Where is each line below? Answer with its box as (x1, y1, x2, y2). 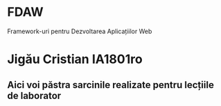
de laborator (7, 89, 62, 101)
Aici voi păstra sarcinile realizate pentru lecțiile (7, 79, 215, 91)
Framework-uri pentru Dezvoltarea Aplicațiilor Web (7, 27, 152, 35)
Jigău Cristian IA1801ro (7, 51, 143, 67)
